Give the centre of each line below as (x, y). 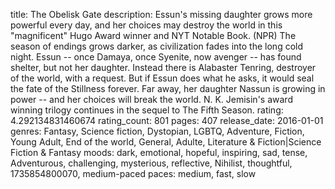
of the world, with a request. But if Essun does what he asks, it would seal (162, 78)
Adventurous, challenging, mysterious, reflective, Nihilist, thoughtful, (151, 163)
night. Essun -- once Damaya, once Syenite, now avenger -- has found (156, 57)
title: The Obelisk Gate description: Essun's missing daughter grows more (161, 14)
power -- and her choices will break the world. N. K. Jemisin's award (151, 99)
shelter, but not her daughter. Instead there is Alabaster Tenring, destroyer (163, 67)
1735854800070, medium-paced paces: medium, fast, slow (133, 173)
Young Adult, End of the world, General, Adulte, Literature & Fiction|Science (166, 142)
